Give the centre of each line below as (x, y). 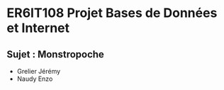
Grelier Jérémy (39, 71)
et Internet (38, 28)
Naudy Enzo (35, 79)
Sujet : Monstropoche (55, 54)
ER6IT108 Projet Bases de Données (112, 13)
